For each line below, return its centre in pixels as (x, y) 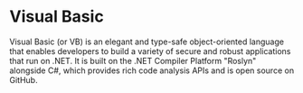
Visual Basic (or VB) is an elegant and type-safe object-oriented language (147, 42)
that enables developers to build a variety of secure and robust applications (150, 51)
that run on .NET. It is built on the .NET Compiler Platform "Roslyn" (133, 60)
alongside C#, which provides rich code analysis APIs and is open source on (152, 70)
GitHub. (24, 79)
